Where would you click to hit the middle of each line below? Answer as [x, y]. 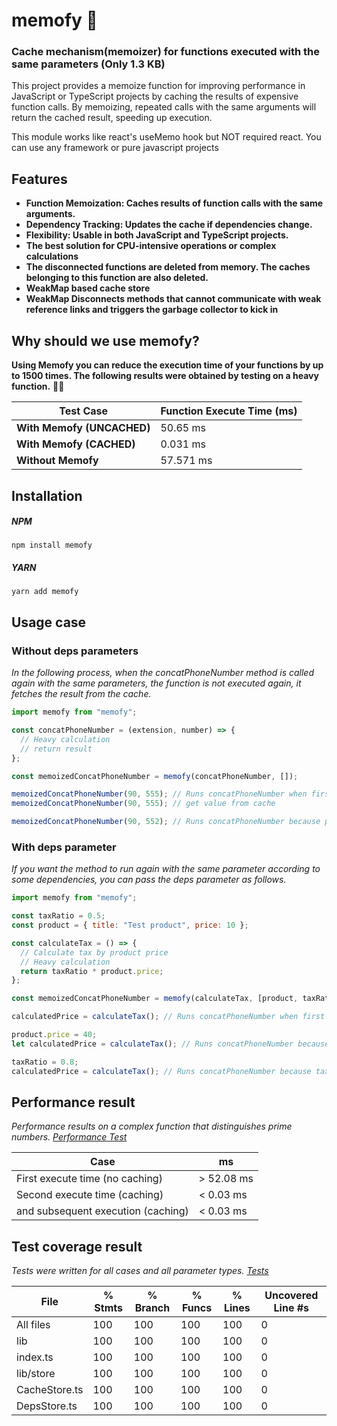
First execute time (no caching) [89, 1179]
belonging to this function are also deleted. [117, 278]
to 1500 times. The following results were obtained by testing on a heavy [165, 376]
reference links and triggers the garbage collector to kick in [152, 310]
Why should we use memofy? [105, 340]
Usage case [49, 622]
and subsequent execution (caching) [102, 1211]
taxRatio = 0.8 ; [45, 1062]
